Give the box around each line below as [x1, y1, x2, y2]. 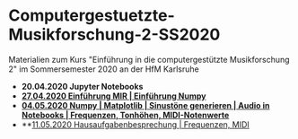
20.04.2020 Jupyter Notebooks [21, 81, 144, 91]
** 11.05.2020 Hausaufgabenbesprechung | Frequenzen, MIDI [21, 118, 250, 130]
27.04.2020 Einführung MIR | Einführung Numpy [21, 91, 207, 101]
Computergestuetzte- [8, 5, 176, 26]
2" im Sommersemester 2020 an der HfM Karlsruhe [8, 64, 199, 74]
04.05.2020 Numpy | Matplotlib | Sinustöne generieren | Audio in [21, 100, 270, 110]
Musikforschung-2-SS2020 [8, 24, 221, 45]
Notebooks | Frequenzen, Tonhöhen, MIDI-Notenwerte [21, 109, 230, 120]
